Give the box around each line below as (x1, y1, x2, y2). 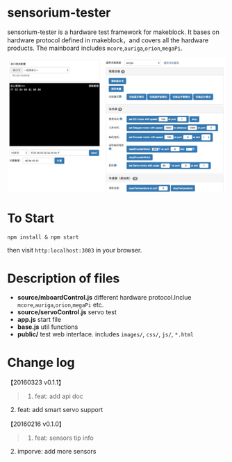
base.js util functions (17, 323, 78, 331)
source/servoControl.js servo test (17, 308, 117, 316)
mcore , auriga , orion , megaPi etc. (17, 300, 104, 309)
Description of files (7, 271, 120, 286)
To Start (7, 210, 54, 226)
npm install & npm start (7, 234, 79, 241)
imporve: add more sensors (17, 447, 97, 456)
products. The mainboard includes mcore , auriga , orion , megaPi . (7, 44, 183, 52)
